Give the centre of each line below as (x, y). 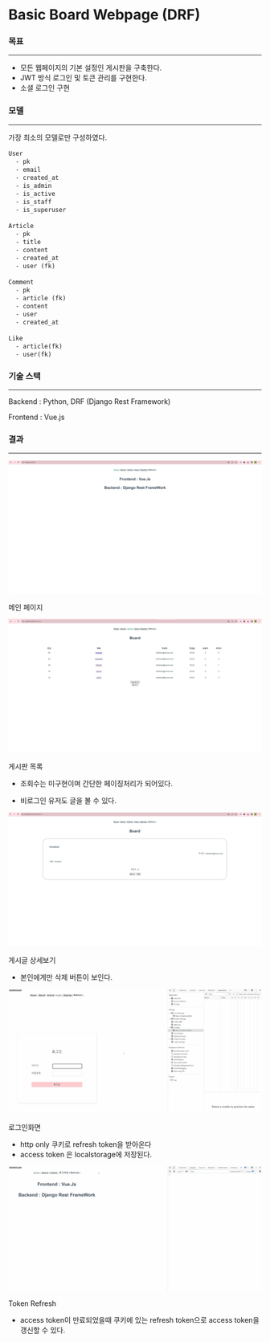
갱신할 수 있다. (43, 1330)
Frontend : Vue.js (37, 417)
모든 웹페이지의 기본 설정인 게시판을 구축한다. (91, 68)
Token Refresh (33, 1303)
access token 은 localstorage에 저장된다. (86, 1155)
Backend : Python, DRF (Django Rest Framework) (90, 402)
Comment (21, 282)
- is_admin (34, 186)
